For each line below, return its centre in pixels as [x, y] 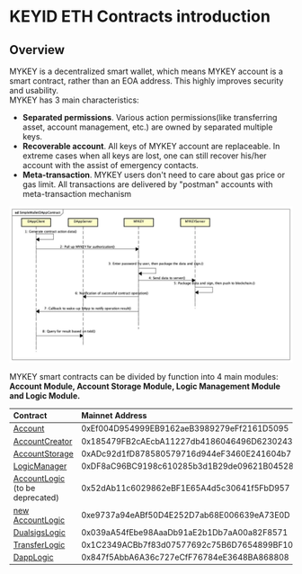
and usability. [34, 90]
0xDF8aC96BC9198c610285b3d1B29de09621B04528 [187, 466]
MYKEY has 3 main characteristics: [74, 100]
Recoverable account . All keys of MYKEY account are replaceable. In [151, 146]
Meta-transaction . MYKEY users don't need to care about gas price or [154, 175]
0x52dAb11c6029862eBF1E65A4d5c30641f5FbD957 [185, 489]
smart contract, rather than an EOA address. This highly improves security [147, 81]
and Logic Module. [45, 395]
